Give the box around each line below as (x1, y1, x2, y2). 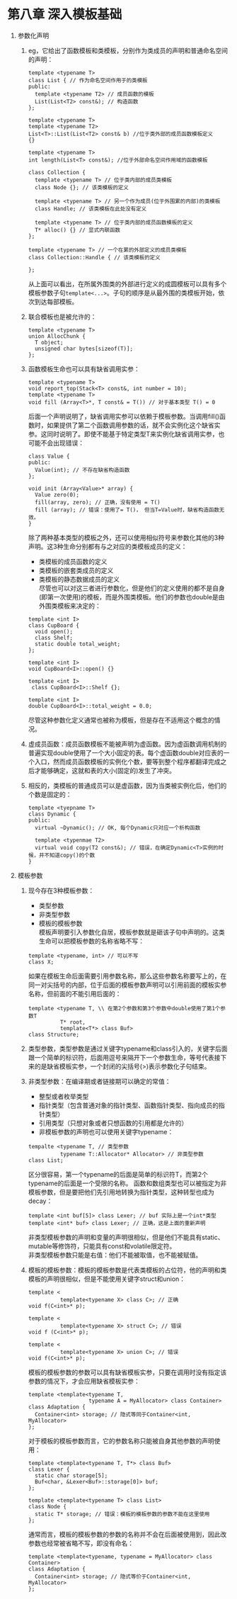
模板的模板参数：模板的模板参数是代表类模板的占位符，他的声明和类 (28, 1265, 227, 1274)
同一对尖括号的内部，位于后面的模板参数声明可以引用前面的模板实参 (28, 981, 227, 989)
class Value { (28, 453, 70, 460)
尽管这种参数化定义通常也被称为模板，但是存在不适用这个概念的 (28, 716, 214, 724)
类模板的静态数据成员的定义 (38, 575, 120, 583)
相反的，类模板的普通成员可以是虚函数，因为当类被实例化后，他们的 (28, 781, 227, 790)
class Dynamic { (28, 810, 76, 818)
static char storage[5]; (34, 1471, 108, 1479)
